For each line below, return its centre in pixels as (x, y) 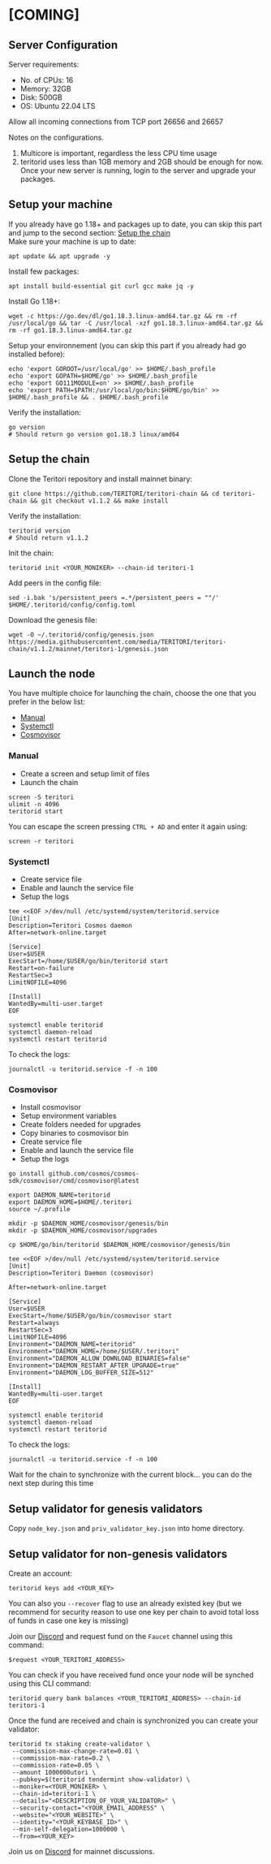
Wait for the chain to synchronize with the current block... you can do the (130, 1474)
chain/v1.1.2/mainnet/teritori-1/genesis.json (88, 649)
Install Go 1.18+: (34, 301)
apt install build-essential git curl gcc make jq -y (101, 286)
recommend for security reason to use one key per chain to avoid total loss (134, 1612)
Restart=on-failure (41, 969)
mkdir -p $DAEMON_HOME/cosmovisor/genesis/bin (88, 1223)
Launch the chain (49, 782)
